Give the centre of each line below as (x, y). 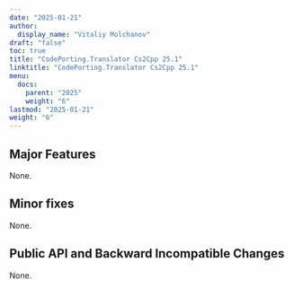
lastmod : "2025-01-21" (52, 109)
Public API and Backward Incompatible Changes (147, 253)
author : (24, 26)
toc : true (28, 51)
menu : (19, 76)
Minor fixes (42, 204)
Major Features (53, 154)
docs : (28, 84)
